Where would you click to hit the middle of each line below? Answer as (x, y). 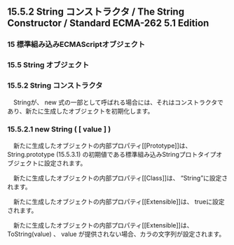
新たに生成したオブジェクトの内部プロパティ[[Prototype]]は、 (102, 146)
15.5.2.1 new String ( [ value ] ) (59, 129)
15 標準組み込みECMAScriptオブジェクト (76, 45)
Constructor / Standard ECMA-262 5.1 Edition (108, 23)
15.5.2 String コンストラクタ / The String (96, 12)
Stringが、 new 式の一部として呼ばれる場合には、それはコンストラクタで (118, 102)
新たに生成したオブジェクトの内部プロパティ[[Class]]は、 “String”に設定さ (121, 178)
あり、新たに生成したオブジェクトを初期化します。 (81, 111)
